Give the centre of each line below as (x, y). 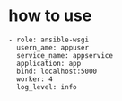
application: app (49, 63)
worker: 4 (35, 79)
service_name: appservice (65, 55)
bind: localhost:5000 (57, 71)
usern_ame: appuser (53, 47)
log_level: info (47, 87)
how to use (50, 16)
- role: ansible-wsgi (49, 40)
